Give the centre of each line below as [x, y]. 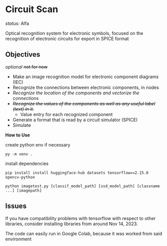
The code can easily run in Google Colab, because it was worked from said [84, 233]
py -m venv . [19, 154]
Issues [16, 206]
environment [19, 239]
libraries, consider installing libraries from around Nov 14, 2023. [72, 224]
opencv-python [20, 177]
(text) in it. [23, 109]
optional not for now [27, 66]
